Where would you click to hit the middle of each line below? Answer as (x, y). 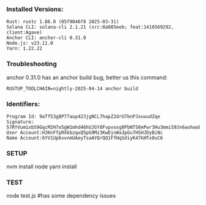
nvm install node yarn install (42, 166)
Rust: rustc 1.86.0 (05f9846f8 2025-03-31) (63, 22)
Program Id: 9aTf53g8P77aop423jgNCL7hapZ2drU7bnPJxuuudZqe (83, 116)
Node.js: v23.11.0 (30, 43)
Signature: (20, 122)
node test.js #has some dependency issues (61, 196)
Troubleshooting (32, 64)
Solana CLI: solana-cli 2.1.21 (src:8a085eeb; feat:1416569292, (90, 27)
